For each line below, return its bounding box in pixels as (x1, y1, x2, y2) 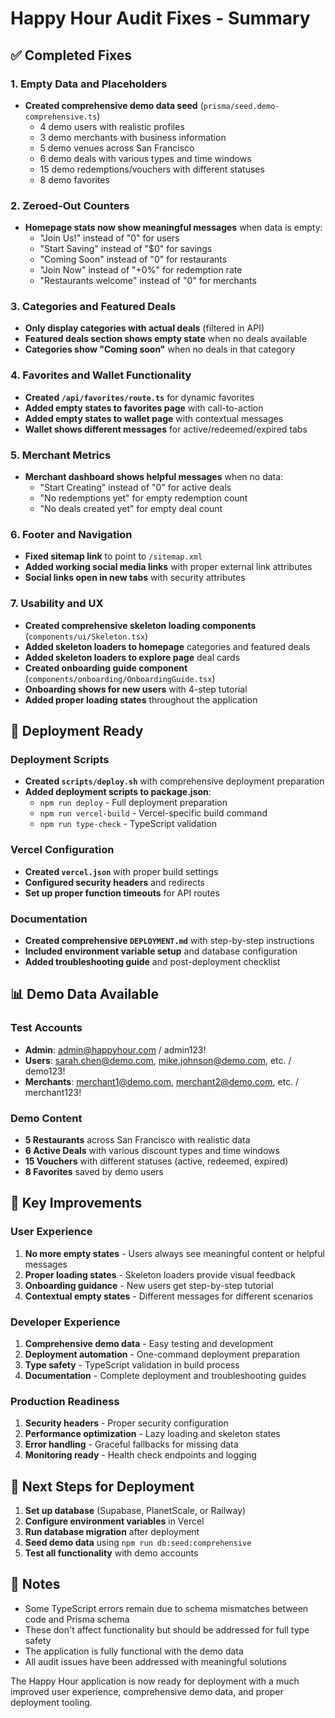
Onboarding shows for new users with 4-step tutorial (24, 683, 248, 695)
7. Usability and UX (10, 597, 104, 611)
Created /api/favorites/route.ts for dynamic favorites (24, 391, 255, 403)
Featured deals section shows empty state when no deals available (24, 333, 308, 345)
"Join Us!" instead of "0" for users (39, 232, 180, 244)
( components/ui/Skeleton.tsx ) (24, 630, 149, 642)
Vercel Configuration (10, 843, 115, 857)
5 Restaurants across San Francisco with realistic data (24, 1133, 251, 1146)
